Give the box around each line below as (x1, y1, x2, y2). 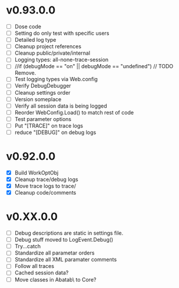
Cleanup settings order (14, 89, 71, 96)
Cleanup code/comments (14, 189, 77, 196)
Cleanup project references (14, 43, 81, 50)
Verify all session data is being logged (14, 102, 107, 109)
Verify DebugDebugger (14, 82, 72, 89)
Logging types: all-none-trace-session (14, 56, 109, 63)
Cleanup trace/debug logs (14, 176, 78, 183)
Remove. (14, 69, 37, 76)
